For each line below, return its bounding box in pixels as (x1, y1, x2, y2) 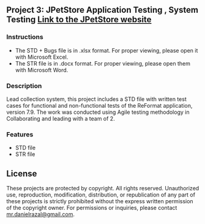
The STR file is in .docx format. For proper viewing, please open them (15, 59, 191, 67)
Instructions (6, 33, 44, 42)
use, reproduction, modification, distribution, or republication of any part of (6, 191, 196, 198)
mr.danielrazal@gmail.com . (6, 211, 75, 218)
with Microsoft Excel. (15, 53, 69, 61)
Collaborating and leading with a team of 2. (6, 114, 115, 122)
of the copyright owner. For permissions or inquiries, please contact (6, 204, 177, 212)
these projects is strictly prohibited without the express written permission (6, 198, 194, 205)
